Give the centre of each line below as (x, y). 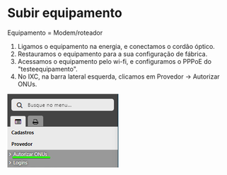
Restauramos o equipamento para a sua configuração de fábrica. (112, 54)
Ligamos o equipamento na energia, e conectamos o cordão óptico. (116, 46)
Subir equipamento (65, 13)
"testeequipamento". (47, 69)
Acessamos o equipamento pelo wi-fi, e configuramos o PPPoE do (115, 61)
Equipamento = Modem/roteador (55, 33)
